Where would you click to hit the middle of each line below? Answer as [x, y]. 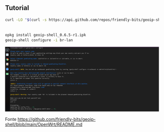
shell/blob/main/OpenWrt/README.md [44, 124]
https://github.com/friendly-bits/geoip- [57, 119]
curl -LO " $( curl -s [26, 20]
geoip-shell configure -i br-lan [39, 40]
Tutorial [17, 8]
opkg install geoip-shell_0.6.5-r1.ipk [46, 35]
